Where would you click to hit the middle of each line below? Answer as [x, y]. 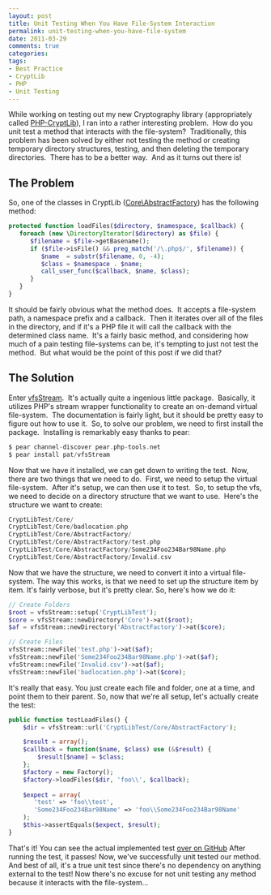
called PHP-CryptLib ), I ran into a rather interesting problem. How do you [131, 123]
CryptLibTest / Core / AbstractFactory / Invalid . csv [90, 557]
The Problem [41, 183]
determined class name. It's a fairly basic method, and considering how [129, 335]
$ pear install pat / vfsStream [59, 454]
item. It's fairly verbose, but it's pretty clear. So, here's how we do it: [122, 590]
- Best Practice [36, 69]
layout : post [30, 16]
